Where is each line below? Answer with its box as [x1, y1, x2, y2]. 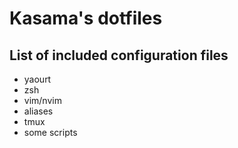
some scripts [23, 127, 78, 138]
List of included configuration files [9, 47, 229, 64]
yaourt [23, 73, 52, 85]
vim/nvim [23, 95, 62, 106]
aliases [23, 105, 54, 117]
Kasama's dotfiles [9, 7, 163, 30]
